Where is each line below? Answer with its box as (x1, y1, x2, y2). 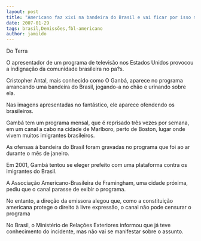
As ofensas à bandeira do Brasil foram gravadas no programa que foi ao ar (6, 144, 190, 151)
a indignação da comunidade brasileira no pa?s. (6, 65, 124, 72)
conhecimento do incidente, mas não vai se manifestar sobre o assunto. (6, 228, 184, 235)
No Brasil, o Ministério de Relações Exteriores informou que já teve (6, 222, 171, 229)
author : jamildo (6, 31, 47, 37)
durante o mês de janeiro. (6, 150, 70, 157)
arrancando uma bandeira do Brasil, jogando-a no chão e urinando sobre (6, 83, 187, 90)
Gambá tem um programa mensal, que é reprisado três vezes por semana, (6, 119, 190, 126)
